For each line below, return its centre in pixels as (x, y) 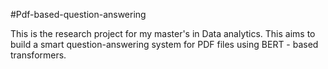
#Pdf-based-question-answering (78, 14)
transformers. (38, 55)
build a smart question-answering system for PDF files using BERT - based (164, 44)
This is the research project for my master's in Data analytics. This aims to (163, 33)
